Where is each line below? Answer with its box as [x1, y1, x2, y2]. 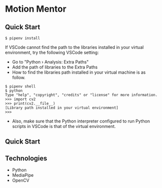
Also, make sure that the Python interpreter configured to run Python [12, 118, 150, 124]
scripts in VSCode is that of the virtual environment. [12, 124, 116, 129]
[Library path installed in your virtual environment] [5, 105, 119, 110]
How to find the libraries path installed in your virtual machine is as [12, 69, 146, 75]
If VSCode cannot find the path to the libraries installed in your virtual [5, 44, 144, 50]
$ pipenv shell [5, 84, 36, 89]
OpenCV [12, 177, 30, 184]
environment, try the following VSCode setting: [5, 50, 99, 55]
